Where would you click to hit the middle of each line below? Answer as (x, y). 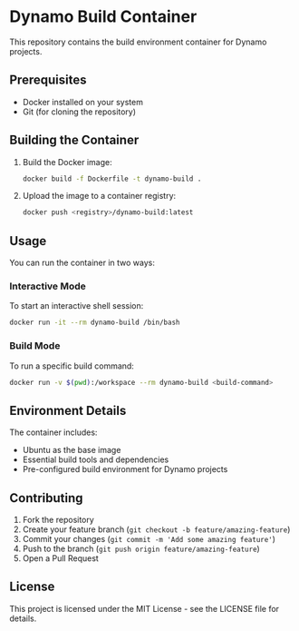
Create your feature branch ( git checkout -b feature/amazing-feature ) (156, 529)
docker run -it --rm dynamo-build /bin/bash (95, 323)
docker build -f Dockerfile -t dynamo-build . (112, 179)
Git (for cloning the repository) (79, 112)
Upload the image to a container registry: (99, 196)
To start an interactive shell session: (77, 306)
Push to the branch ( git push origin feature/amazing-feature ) (141, 549)
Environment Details (68, 410)
